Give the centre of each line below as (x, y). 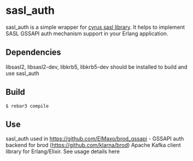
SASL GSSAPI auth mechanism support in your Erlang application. (87, 33)
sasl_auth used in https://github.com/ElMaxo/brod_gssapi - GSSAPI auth (95, 139)
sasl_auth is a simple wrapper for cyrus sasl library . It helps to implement (95, 27)
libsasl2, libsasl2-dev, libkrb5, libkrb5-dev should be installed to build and (96, 67)
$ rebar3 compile (27, 106)
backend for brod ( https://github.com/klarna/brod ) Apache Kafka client (93, 145)
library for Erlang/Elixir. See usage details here (63, 151)
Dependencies (33, 53)
